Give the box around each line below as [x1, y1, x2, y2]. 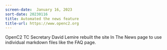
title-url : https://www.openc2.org [5, 21, 79, 26]
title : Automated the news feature [5, 16, 79, 21]
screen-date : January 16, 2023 [5, 7, 72, 12]
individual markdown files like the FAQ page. [5, 40, 96, 46]
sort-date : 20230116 [5, 12, 48, 17]
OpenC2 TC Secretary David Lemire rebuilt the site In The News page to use [5, 34, 162, 40]
